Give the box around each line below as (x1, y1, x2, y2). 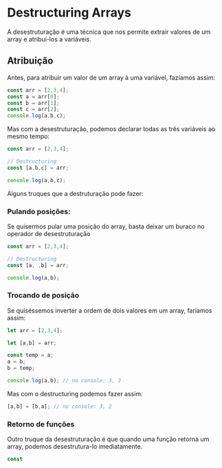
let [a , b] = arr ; (7, 340, 57, 347)
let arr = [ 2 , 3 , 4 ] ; (7, 326, 63, 334)
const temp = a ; (7, 352, 54, 359)
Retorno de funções (7, 419, 75, 429)
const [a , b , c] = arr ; (7, 164, 69, 171)
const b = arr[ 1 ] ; (7, 99, 60, 106)
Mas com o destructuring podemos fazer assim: (7, 389, 143, 398)
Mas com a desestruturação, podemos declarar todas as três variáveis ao (7, 125, 216, 133)
